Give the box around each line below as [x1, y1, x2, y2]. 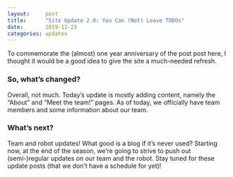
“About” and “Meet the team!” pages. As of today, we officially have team [7, 98, 220, 106]
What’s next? [7, 123, 54, 133]
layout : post [7, 10, 59, 18]
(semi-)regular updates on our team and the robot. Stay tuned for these [7, 154, 215, 162]
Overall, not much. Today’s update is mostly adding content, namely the [7, 90, 216, 99]
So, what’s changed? [7, 75, 81, 85]
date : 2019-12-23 [7, 23, 78, 30]
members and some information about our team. [7, 105, 148, 114]
